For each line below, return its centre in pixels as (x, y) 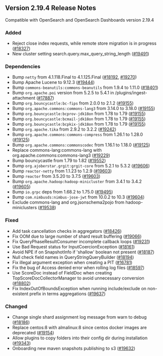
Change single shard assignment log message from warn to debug (79, 317)
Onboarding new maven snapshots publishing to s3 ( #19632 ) (74, 348)
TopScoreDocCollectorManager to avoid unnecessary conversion (78, 278)
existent (20, 294)
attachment (24, 98)
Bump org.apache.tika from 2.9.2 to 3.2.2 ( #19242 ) (64, 129)
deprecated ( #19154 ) (33, 333)
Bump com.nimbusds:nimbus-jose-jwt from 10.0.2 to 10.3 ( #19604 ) (78, 197)
